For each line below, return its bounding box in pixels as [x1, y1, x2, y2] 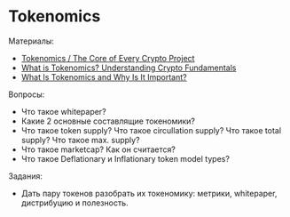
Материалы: [8, 36, 55, 46]
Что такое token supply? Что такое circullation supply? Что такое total [20, 125, 281, 135]
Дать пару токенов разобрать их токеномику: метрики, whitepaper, [20, 188, 278, 198]
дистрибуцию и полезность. [20, 197, 129, 208]
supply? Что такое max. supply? [20, 134, 140, 145]
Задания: [8, 171, 43, 181]
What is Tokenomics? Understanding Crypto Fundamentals [20, 62, 237, 73]
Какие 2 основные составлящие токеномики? [20, 116, 196, 126]
